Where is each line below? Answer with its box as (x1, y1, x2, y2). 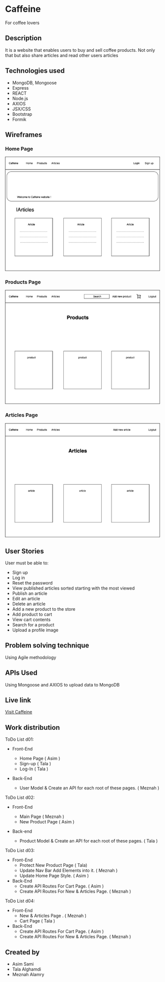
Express (12, 85, 29, 91)
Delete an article (12, 601, 46, 607)
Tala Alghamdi (12, 966, 41, 972)
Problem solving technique (5, 641, 89, 650)
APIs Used (5, 669, 38, 677)
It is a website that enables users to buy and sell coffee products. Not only (5, 47, 156, 53)
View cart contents (12, 617, 51, 622)
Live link (5, 696, 31, 705)
